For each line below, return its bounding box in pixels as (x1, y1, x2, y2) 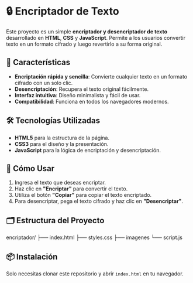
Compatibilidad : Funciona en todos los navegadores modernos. (14, 98, 169, 105)
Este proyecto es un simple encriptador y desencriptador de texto (6, 28, 168, 35)
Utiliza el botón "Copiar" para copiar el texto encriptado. (14, 192, 152, 199)
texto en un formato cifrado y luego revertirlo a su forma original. (6, 40, 163, 47)
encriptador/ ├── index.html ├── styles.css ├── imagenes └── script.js (6, 234, 183, 241)
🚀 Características (6, 57, 71, 67)
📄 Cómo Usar (6, 163, 55, 173)
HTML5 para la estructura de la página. (14, 134, 110, 141)
